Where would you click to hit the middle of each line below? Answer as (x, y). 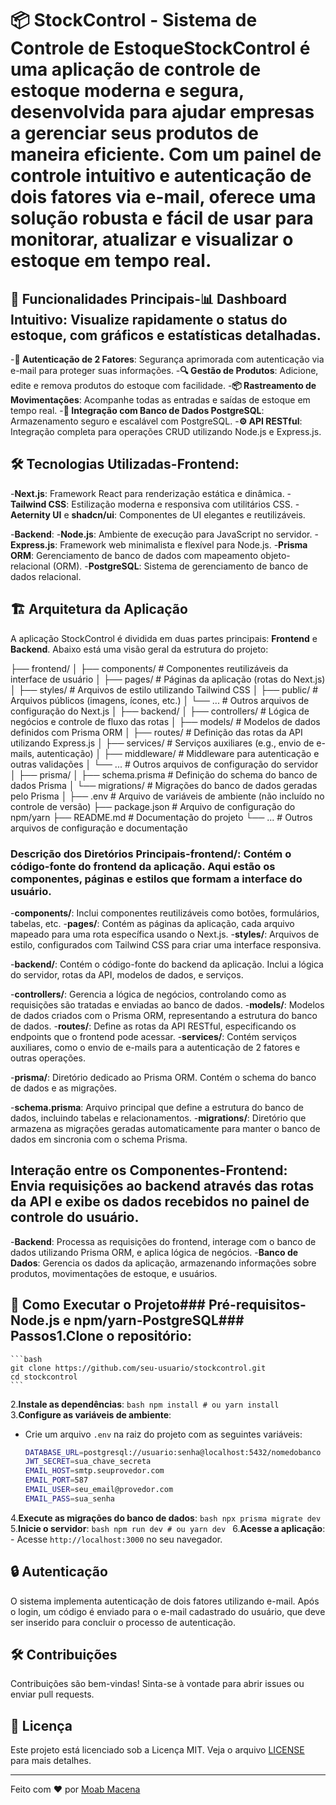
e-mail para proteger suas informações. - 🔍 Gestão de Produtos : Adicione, (164, 370)
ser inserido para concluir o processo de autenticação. (123, 1622)
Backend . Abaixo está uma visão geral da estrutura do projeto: (139, 649)
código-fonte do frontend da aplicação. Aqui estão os (143, 866)
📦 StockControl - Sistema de (134, 20)
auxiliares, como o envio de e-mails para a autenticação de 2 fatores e (155, 1047)
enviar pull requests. (52, 1694)
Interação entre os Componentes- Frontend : (149, 1170)
